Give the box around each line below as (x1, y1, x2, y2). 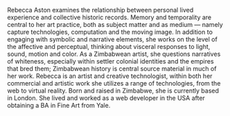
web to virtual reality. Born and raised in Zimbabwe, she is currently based (7, 86, 220, 95)
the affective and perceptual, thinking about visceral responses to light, (7, 43, 211, 50)
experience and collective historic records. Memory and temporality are (7, 13, 212, 21)
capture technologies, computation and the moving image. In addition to (7, 28, 213, 36)
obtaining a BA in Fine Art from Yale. (7, 101, 111, 109)
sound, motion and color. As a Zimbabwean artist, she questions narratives (7, 50, 221, 58)
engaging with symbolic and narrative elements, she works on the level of (7, 35, 218, 43)
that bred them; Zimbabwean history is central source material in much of (7, 65, 217, 72)
